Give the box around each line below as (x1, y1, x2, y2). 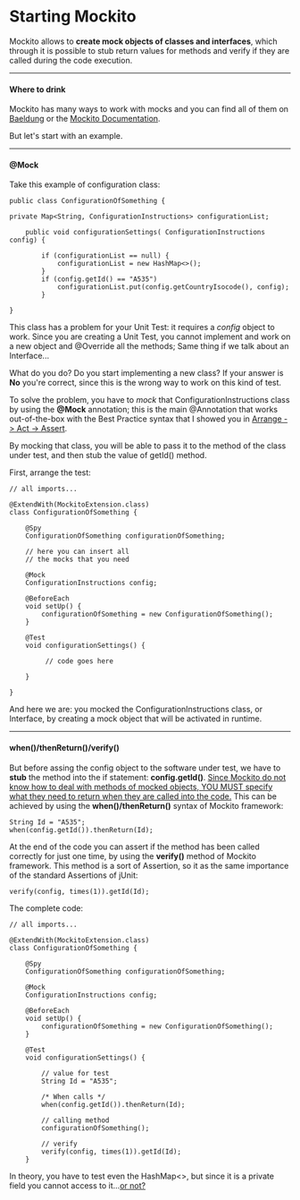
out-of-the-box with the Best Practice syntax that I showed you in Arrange (9, 413, 283, 424)
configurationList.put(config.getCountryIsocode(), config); (56, 283, 290, 292)
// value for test (41, 1068, 110, 1077)
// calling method (41, 1116, 110, 1125)
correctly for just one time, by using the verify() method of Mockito (9, 850, 257, 861)
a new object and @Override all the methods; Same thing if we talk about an (9, 341, 289, 352)
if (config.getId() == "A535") (41, 275, 158, 284)
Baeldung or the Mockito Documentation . (9, 114, 161, 124)
